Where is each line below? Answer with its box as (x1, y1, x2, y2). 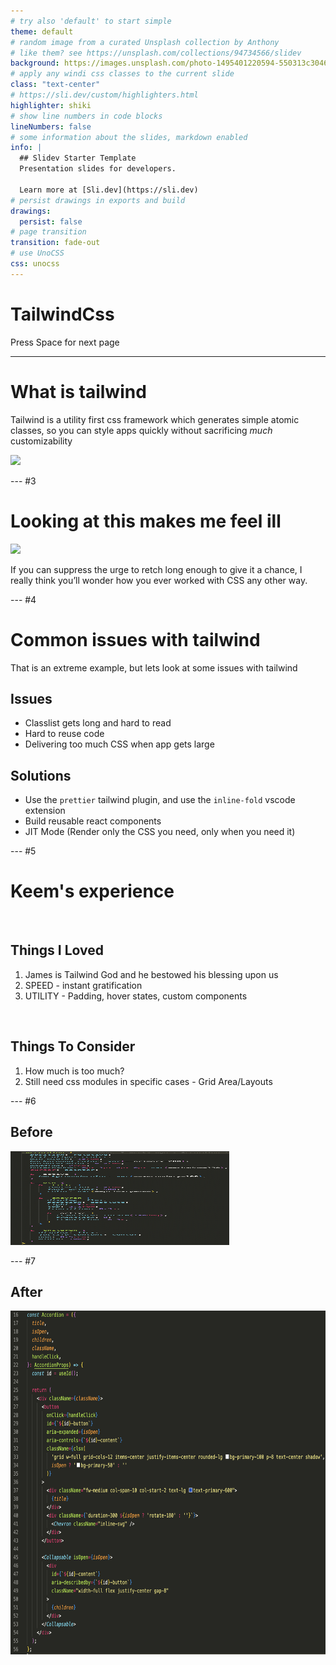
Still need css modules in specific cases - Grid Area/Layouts (24, 1075, 273, 1087)
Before (10, 1124, 53, 1141)
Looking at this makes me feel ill (10, 510, 282, 532)
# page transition (10, 227, 87, 237)
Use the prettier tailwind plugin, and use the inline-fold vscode (24, 794, 296, 806)
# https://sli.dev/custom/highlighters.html (10, 90, 199, 100)
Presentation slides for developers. (19, 164, 177, 174)
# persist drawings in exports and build (10, 195, 186, 205)
